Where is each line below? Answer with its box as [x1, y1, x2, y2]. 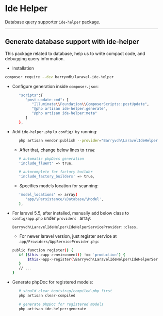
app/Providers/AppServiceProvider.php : [19, 238, 99, 244]
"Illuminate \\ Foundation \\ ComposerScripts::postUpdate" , [32, 102, 149, 107]
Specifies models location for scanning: [19, 183, 98, 189]
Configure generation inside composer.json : [12, 83, 99, 89]
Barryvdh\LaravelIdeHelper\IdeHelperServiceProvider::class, [12, 225, 139, 229]
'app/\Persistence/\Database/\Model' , [25, 197, 104, 202]
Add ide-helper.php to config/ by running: [12, 128, 98, 134]
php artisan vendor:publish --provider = [18, 138, 102, 143]
